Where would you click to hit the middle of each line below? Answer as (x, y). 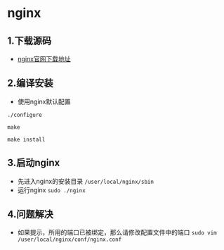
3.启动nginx (34, 163)
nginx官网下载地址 (44, 59)
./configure (25, 115)
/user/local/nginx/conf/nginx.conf (70, 240)
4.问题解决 (31, 214)
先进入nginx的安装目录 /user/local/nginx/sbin (86, 181)
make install (26, 139)
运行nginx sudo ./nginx (51, 190)
